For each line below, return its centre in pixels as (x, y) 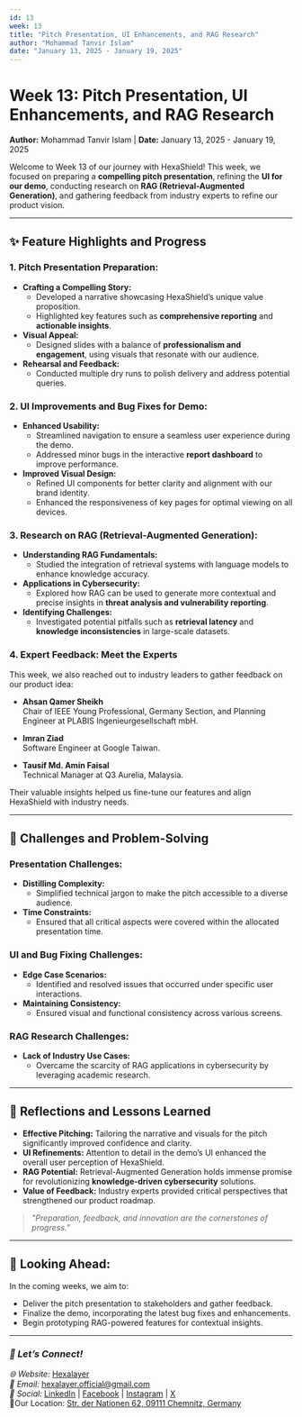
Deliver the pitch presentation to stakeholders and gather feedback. (147, 1303)
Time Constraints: (57, 913)
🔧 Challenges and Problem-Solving (109, 839)
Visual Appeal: (50, 335)
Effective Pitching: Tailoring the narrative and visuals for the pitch (145, 1133)
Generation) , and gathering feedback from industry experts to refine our (144, 195)
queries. (51, 383)
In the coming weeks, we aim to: (69, 1285)
